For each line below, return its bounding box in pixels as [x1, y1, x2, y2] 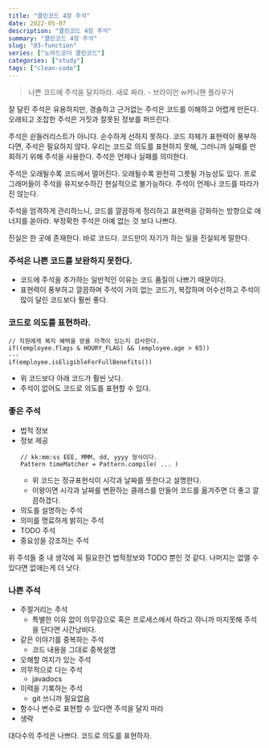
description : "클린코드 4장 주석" [8, 27, 112, 35]
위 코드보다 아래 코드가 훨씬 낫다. [19, 373, 123, 383]
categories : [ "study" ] [8, 57, 84, 65]
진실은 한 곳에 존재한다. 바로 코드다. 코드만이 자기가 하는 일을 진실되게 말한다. [8, 232, 251, 242]
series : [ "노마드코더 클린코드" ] [8, 49, 105, 57]
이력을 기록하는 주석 [19, 683, 83, 693]
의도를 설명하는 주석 [19, 505, 83, 515]
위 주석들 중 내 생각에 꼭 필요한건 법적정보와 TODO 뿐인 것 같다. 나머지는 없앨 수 [8, 553, 259, 562]
